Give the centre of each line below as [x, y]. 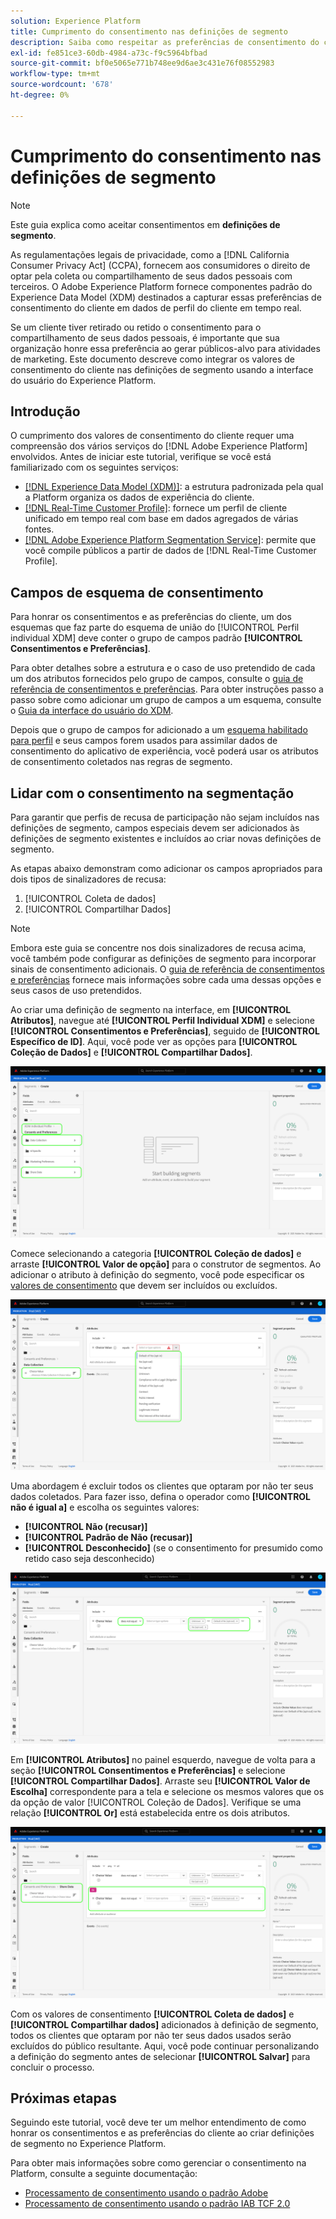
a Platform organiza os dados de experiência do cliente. [139, 497]
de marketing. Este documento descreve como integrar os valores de [153, 359]
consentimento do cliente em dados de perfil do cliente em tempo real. [156, 307]
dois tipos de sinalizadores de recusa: [88, 879]
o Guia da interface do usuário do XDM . [92, 711]
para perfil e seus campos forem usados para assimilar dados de [144, 741]
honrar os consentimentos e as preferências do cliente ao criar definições [162, 2133]
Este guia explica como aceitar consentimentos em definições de [145, 224]
